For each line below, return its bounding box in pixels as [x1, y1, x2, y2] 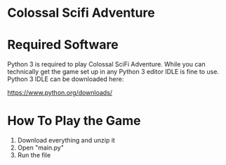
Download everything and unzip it [17, 136, 116, 145]
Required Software [7, 37, 119, 53]
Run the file [17, 151, 51, 159]
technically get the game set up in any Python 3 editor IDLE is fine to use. [7, 68, 220, 76]
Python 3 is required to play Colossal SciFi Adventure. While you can [7, 60, 206, 69]
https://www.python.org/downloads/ [7, 89, 113, 97]
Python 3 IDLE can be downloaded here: [7, 75, 124, 83]
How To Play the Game [7, 113, 142, 129]
